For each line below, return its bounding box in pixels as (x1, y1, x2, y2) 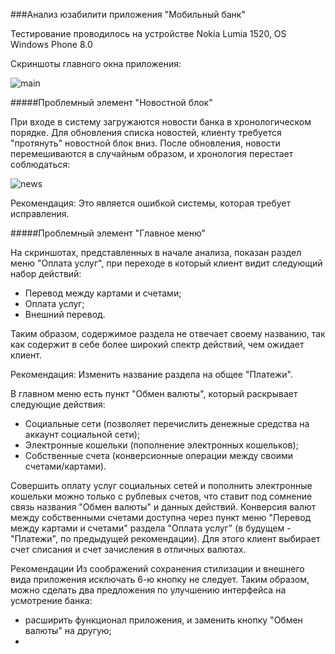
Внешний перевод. (24, 309, 106, 320)
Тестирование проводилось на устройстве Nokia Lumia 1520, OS (10, 28, 287, 39)
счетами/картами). (24, 460, 107, 472)
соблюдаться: (10, 159, 71, 170)
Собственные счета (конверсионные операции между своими (24, 450, 293, 461)
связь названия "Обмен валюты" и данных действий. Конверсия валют (10, 501, 317, 513)
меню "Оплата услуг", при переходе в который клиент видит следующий (10, 257, 323, 269)
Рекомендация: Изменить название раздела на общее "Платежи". (10, 369, 293, 380)
